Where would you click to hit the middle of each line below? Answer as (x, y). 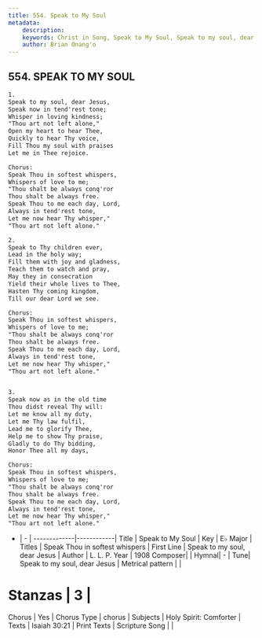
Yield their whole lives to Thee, (65, 284)
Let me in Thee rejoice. (49, 153)
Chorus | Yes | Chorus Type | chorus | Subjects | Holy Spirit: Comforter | (125, 618)
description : (44, 30)
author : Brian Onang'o (59, 45)
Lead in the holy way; (45, 255)
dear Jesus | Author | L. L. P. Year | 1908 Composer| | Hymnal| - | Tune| (135, 555)
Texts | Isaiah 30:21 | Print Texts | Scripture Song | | (91, 625)
